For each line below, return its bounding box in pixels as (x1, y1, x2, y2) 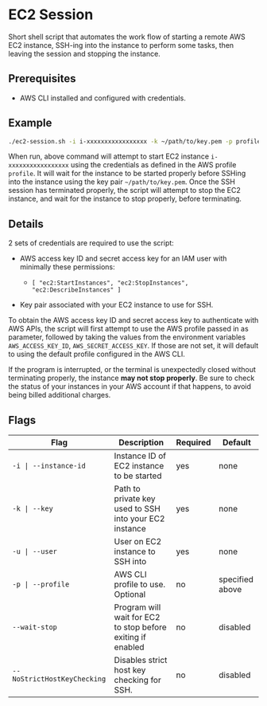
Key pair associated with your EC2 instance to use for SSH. (19, 300, 214, 310)
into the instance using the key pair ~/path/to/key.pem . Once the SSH (8, 177, 236, 186)
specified (218, 574, 254, 585)
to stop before (114, 622, 167, 633)
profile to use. (114, 579, 166, 590)
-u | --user (12, 547, 58, 556)
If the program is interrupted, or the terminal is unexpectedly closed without (8, 365, 257, 375)
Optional (114, 589, 146, 600)
